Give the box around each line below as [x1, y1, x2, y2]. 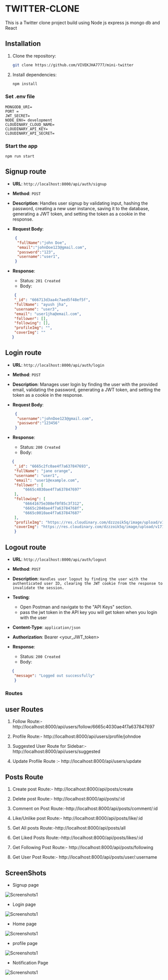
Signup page [12, 882, 39, 888]
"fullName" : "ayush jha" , [14, 302, 68, 307]
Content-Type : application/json [12, 624, 81, 630]
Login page [12, 901, 36, 908]
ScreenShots [5, 869, 46, 877]
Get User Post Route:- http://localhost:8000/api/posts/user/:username [12, 854, 157, 860]
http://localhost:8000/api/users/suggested [12, 748, 100, 755]
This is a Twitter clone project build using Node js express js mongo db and [5, 20, 160, 26]
